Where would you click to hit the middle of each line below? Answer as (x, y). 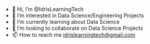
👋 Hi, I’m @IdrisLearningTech (48, 9)
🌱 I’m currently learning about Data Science (66, 22)
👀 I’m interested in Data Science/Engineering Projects (78, 15)
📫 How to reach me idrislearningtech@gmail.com (73, 35)
